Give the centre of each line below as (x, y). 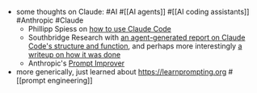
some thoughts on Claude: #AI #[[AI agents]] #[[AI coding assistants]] (133, 12)
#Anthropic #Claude (50, 20)
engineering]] (70, 80)
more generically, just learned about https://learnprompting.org (121, 72)
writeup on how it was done (74, 55)
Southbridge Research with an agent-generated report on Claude (137, 37)
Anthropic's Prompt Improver (76, 63)
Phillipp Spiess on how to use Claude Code (100, 29)
